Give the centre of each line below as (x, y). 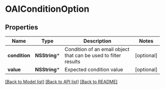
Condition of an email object (97, 49)
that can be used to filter (93, 55)
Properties (22, 27)
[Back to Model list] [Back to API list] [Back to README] (61, 82)
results (72, 61)
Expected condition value (94, 70)
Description (97, 41)
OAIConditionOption (47, 9)
